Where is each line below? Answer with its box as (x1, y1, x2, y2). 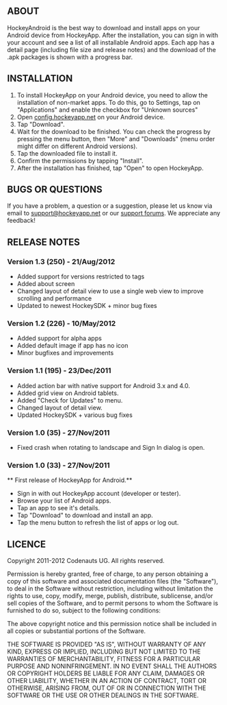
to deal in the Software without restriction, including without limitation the (7, 584, 213, 593)
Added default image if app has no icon (16, 342, 129, 350)
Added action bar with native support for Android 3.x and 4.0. (16, 381, 190, 390)
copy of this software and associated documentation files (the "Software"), (7, 577, 219, 586)
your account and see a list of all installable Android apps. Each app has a (7, 38, 215, 47)
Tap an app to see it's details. (16, 504, 101, 512)
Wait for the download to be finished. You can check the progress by (16, 127, 211, 136)
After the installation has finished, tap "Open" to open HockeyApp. (16, 164, 204, 172)
